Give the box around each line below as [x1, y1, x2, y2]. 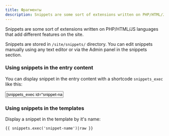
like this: [5, 81, 23, 87]
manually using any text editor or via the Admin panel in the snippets [5, 46, 147, 52]
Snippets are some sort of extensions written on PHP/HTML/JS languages [5, 26, 158, 32]
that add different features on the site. [5, 31, 84, 37]
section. [5, 51, 22, 58]
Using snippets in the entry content [5, 64, 94, 71]
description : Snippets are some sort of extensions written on [5, 12, 141, 17]
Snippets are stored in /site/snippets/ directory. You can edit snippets [5, 41, 153, 47]
